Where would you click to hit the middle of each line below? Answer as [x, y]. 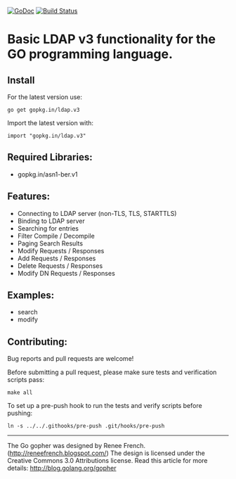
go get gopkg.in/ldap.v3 [44, 110]
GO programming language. [90, 55]
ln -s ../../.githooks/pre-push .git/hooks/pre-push [86, 426]
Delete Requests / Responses [60, 266]
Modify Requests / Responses [61, 250]
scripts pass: [26, 380]
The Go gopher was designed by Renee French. [77, 446]
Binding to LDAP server [51, 221]
